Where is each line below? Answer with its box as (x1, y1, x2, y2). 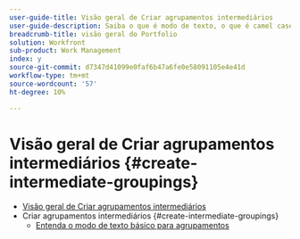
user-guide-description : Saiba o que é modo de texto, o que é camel (9, 21, 274, 30)
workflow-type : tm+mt (9, 71, 90, 80)
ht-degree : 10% (9, 87, 66, 96)
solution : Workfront (9, 37, 87, 47)
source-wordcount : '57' (9, 79, 98, 88)
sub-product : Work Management (9, 46, 122, 55)
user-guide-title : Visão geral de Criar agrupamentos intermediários (9, 12, 274, 22)
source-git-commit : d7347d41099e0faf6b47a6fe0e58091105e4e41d (9, 63, 246, 72)
